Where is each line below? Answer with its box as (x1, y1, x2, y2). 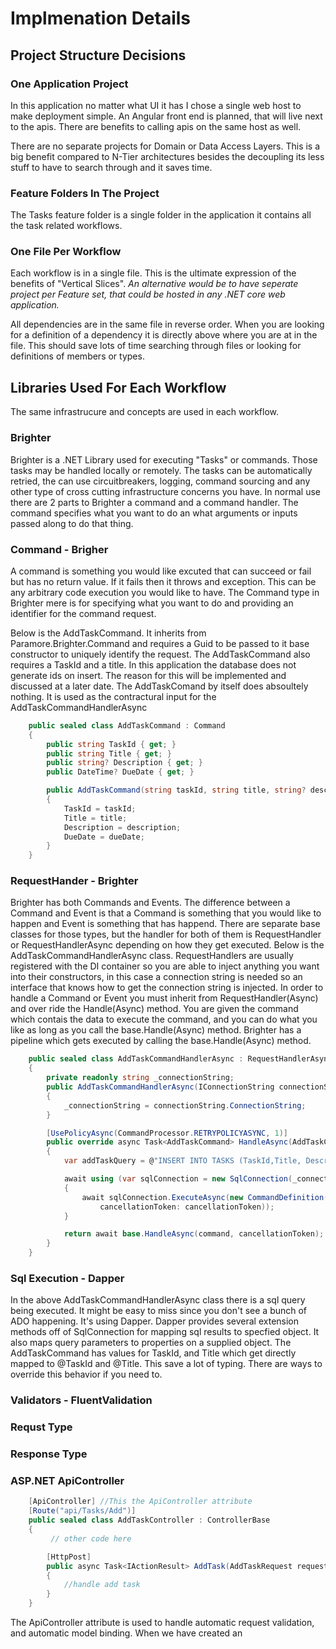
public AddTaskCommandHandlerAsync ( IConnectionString (46, 1082, 275, 1092)
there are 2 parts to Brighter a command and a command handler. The (10, 496, 299, 508)
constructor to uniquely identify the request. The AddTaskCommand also (10, 648, 311, 660)
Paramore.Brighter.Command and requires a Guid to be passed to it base (10, 637, 310, 649)
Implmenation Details (10, 7, 192, 30)
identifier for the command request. (10, 607, 157, 619)
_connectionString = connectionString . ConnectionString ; (63, 1100, 307, 1111)
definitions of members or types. (10, 350, 145, 362)
